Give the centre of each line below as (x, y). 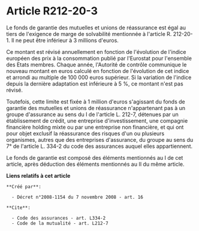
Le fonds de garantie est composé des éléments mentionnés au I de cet (95, 157)
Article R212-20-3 (52, 11)
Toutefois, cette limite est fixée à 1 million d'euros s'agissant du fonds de (96, 101)
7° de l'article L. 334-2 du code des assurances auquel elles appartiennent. (99, 146)
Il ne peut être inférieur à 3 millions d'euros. (65, 40)
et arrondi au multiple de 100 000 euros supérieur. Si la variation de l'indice (99, 77)
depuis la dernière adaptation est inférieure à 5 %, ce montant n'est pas (95, 83)
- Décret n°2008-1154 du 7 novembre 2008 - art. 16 (78, 197)
